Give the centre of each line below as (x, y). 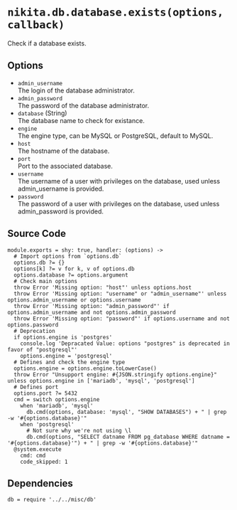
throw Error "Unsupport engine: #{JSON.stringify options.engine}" (116, 374)
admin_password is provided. (61, 211)
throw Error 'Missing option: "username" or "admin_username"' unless (120, 294)
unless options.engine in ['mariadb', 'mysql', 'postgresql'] (101, 381)
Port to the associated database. (65, 166)
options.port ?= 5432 (46, 393)
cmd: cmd (33, 455)
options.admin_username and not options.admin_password (92, 312)
